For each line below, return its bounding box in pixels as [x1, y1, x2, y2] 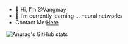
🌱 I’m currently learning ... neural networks [15, 12, 123, 20]
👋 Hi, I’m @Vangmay [15, 6, 66, 13]
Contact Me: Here [15, 19, 59, 26]
